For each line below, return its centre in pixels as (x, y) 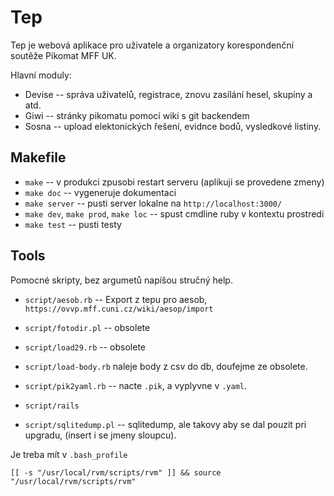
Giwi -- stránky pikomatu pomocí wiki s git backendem (137, 115)
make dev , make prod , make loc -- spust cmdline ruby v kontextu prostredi (174, 213)
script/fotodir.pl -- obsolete (87, 327)
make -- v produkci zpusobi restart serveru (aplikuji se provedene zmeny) (174, 182)
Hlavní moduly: (41, 75)
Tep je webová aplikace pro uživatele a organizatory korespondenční (152, 45)
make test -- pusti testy (73, 224)
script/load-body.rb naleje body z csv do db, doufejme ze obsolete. (166, 366)
